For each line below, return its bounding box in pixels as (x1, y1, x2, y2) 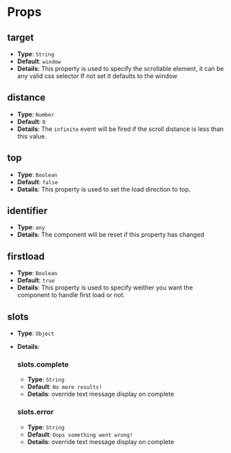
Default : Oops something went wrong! (27, 430, 133, 439)
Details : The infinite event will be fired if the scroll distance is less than (17, 125, 224, 133)
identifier (7, 205, 48, 217)
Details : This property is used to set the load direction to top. (17, 185, 191, 193)
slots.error (17, 407, 54, 417)
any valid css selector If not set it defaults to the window (17, 72, 178, 80)
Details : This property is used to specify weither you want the (17, 283, 193, 292)
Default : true (17, 276, 55, 285)
